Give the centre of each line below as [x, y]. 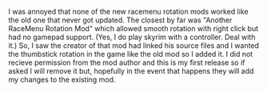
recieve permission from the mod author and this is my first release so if [127, 62]
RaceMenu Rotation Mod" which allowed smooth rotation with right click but [133, 28]
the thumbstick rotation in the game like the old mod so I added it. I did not [131, 54]
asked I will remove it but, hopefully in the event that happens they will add [131, 71]
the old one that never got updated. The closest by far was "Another [120, 20]
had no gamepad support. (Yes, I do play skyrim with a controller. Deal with [132, 37]
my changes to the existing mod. [62, 80]
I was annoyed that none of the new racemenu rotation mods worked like [129, 12]
